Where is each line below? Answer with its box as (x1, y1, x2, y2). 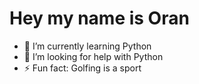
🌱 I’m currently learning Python (23, 40, 152, 52)
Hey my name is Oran (9, 7, 190, 30)
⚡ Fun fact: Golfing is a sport (23, 62, 142, 74)
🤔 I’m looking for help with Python (23, 50, 164, 62)
